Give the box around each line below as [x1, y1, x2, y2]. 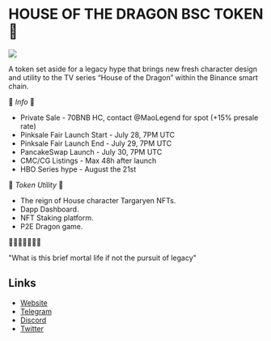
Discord [19, 315, 47, 325]
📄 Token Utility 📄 [8, 180, 64, 190]
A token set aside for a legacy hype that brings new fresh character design [8, 64, 257, 74]
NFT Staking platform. [19, 212, 94, 223]
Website [19, 297, 49, 308]
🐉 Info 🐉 [8, 96, 35, 106]
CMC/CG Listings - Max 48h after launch [19, 156, 157, 165]
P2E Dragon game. [19, 221, 83, 231]
